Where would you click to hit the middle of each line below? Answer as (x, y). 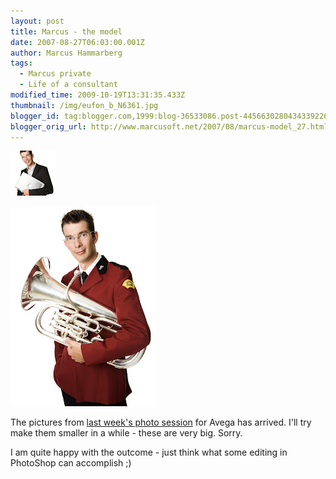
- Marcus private (55, 74)
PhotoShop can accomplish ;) (71, 463)
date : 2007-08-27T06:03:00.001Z (77, 42)
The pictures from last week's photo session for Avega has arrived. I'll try (161, 422)
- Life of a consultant (68, 85)
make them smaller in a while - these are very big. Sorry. (126, 433)
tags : (21, 63)
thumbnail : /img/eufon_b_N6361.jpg (84, 105)
